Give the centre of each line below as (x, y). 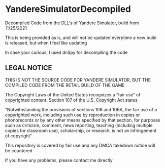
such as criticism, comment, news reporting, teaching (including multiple (79, 125)
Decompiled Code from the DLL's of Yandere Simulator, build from (72, 23)
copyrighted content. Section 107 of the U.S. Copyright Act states (71, 100)
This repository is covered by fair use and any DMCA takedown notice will (80, 145)
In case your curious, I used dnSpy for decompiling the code (66, 52)
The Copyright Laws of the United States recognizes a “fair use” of (73, 94)
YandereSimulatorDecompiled (68, 9)
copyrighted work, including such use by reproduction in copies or (73, 115)
